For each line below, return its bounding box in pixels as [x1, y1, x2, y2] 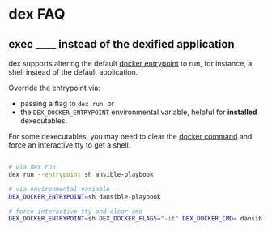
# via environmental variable [8, 185, 111, 193]
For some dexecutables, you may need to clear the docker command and [8, 131, 253, 141]
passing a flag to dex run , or [19, 99, 115, 108]
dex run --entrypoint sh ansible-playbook [8, 170, 154, 178]
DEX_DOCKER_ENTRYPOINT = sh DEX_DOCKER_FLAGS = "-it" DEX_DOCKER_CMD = [8, 215, 237, 223]
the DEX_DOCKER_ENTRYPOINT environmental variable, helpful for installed [19, 107, 257, 117]
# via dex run [8, 163, 57, 171]
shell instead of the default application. [8, 67, 138, 77]
